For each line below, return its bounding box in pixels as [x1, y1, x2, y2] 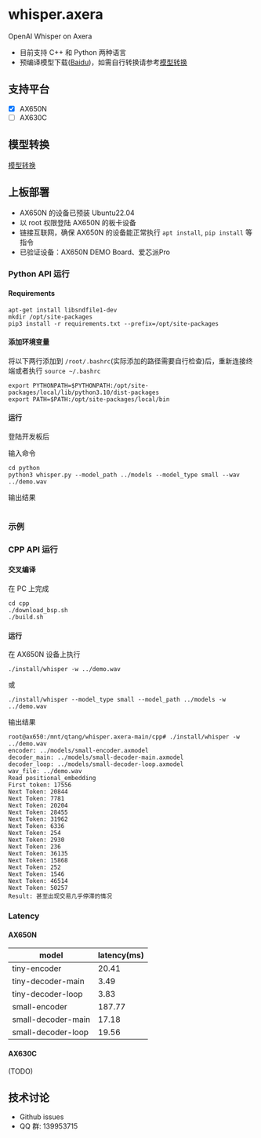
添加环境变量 [8, 337, 49, 347]
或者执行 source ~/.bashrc [14, 366, 101, 375]
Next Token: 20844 [8, 788, 68, 796]
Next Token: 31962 [8, 815, 68, 823]
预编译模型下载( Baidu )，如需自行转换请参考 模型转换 [19, 57, 188, 67]
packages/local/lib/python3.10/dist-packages [8, 388, 159, 396]
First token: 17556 [8, 781, 72, 790]
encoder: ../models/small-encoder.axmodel [8, 747, 149, 755]
